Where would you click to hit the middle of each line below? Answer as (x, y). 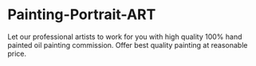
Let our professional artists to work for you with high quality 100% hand (125, 37)
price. (17, 53)
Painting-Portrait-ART (82, 15)
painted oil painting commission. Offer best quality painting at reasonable (128, 45)
